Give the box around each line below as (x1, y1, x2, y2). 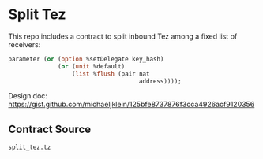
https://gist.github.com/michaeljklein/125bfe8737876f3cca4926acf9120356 (8, 100, 255, 109)
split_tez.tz (8, 143, 51, 151)
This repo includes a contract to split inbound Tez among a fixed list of (8, 31, 238, 41)
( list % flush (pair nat (71, 69, 150, 78)
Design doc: (8, 91, 47, 101)
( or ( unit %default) (58, 62, 126, 70)
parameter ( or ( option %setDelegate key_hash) (8, 55, 164, 63)
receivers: (8, 39, 41, 49)
